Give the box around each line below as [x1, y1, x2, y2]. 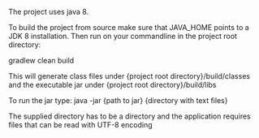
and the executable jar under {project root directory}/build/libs [8, 80, 217, 89]
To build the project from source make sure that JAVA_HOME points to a [8, 23, 249, 32]
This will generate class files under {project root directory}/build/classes [8, 71, 250, 80]
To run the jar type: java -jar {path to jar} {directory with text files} [8, 96, 228, 105]
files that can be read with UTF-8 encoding [8, 120, 153, 129]
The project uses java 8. [8, 7, 89, 16]
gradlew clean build [8, 56, 75, 65]
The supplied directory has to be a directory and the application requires [8, 111, 251, 121]
